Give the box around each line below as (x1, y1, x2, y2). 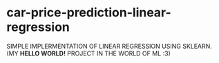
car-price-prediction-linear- (6, 5, 172, 21)
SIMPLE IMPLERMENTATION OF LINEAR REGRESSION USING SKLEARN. (6, 42, 212, 50)
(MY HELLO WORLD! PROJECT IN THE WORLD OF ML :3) (6, 49, 171, 58)
